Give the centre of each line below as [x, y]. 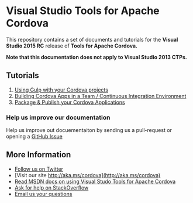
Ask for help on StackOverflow [51, 187]
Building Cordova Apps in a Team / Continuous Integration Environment [100, 96]
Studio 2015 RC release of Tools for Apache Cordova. [72, 46]
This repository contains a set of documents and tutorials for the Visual [92, 39]
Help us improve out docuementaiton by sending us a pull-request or [89, 130]
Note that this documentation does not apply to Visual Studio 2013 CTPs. [96, 57]
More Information [39, 155]
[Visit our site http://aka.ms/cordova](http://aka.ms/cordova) [87, 175]
